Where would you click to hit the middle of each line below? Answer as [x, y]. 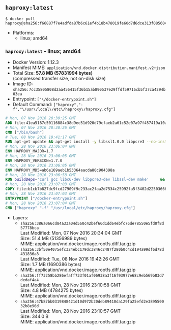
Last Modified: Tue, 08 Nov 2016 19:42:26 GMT [70, 259]
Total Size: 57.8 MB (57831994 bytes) [53, 73]
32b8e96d [30, 306]
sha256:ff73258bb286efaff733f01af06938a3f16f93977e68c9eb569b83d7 [92, 275]
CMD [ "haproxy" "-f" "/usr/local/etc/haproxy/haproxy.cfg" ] [70, 208]
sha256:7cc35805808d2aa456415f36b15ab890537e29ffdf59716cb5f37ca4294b [89, 90]
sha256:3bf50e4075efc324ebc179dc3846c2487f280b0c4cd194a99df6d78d [92, 249]
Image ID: [23, 84]
